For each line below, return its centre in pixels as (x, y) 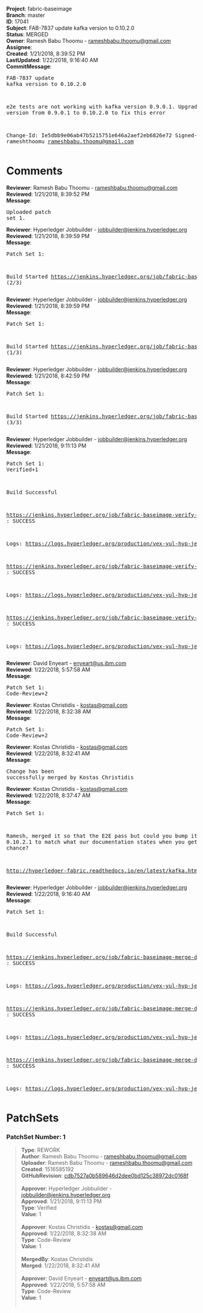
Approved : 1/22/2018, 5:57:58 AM (63, 1285)
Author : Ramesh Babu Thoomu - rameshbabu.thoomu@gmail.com (104, 1157)
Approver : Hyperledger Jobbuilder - (66, 1189)
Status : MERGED (27, 34)
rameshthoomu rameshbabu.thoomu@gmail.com (70, 141)
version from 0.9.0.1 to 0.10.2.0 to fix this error (86, 113)
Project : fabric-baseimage (39, 9)
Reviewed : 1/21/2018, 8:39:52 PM (48, 194)
